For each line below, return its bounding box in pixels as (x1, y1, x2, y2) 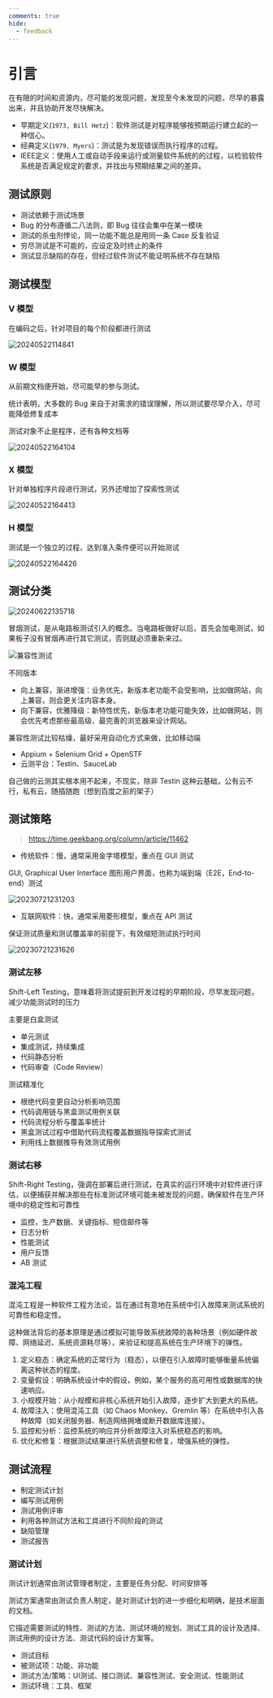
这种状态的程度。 (27, 1365, 85, 1374)
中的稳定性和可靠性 (15, 1200, 80, 1209)
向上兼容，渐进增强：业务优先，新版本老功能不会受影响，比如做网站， (19, 684, 256, 695)
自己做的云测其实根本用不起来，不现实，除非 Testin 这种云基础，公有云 (8, 775, 246, 785)
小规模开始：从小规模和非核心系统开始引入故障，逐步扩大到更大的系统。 (19, 1396, 262, 1405)
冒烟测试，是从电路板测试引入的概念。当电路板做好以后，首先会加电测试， (8, 623, 258, 632)
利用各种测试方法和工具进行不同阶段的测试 (19, 1516, 163, 1526)
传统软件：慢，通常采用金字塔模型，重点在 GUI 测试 (19, 851, 194, 861)
